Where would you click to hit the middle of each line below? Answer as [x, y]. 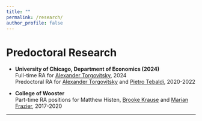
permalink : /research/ [35, 17]
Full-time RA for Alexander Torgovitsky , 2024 [71, 75]
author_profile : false [35, 23]
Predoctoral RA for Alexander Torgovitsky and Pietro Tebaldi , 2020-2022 [105, 82]
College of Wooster [40, 93]
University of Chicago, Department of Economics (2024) [87, 69]
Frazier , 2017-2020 [38, 106]
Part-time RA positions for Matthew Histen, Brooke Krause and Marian [102, 100]
